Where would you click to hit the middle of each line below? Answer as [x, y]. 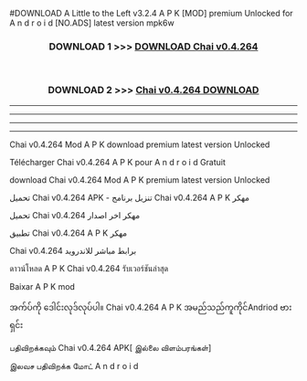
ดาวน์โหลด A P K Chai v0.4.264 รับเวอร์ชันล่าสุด [89, 268]
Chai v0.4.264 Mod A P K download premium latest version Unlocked [140, 144]
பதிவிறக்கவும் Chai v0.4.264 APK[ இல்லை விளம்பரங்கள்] [111, 347]
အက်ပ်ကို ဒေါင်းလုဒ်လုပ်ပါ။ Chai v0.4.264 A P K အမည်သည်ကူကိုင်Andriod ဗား [151, 307]
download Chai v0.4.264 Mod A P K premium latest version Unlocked [140, 180]
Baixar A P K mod [42, 286]
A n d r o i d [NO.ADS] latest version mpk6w [92, 23]
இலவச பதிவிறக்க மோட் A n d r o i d [74, 365]
